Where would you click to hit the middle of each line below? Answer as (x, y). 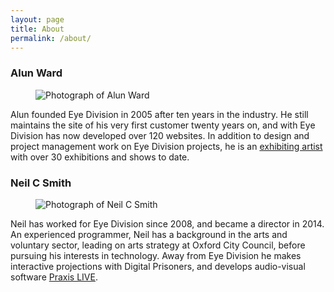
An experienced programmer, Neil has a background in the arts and (149, 234)
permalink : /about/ (51, 38)
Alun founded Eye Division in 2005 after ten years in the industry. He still (159, 114)
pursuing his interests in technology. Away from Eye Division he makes (156, 255)
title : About (37, 29)
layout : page (37, 19)
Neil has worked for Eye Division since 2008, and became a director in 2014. (167, 223)
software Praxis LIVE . (54, 277)
